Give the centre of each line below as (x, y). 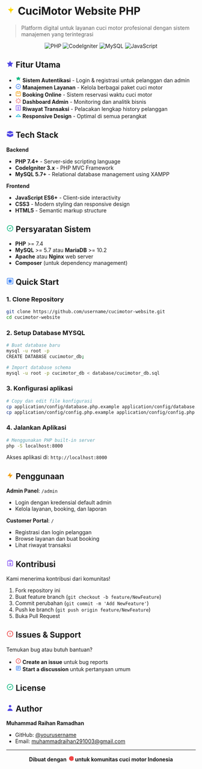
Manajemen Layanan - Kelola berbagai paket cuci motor (93, 87)
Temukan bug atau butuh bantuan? (50, 649)
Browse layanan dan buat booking (57, 539)
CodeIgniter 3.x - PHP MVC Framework (64, 168)
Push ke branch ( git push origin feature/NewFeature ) (83, 610)
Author (29, 708)
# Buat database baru (33, 345)
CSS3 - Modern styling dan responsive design (72, 204)
